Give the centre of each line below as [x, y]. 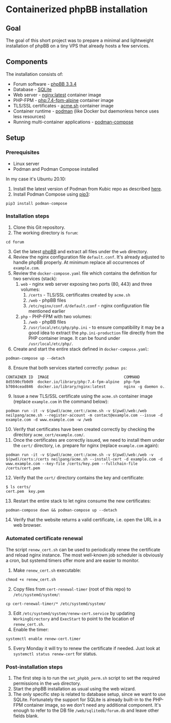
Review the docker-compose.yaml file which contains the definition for [85, 273]
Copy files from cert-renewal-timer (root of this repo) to [72, 589]
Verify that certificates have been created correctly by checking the [84, 430]
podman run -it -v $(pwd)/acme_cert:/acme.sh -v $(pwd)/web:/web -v [80, 455]
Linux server [26, 164]
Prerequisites [23, 152]
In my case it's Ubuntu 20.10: [36, 179]
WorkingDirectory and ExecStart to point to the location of [74, 619]
